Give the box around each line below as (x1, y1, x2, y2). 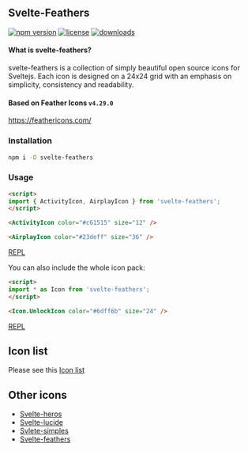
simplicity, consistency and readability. (8, 80, 134, 89)
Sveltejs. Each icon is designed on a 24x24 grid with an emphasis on (8, 71, 232, 81)
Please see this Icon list (8, 366, 85, 375)
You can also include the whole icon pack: (8, 263, 146, 272)
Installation (8, 135, 53, 146)
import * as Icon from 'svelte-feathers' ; (8, 285, 150, 294)
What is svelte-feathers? (8, 45, 92, 55)
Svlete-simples (19, 426, 69, 436)
